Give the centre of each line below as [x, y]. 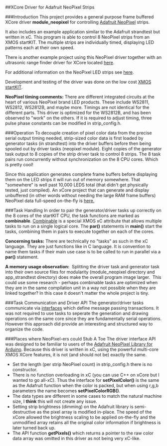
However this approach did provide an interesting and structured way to [79, 324]
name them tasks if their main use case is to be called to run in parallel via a [83, 252]
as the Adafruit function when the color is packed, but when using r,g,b [85, 386]
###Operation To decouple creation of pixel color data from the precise [79, 133]
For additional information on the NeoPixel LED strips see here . [70, 72]
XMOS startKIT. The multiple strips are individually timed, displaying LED [80, 42]
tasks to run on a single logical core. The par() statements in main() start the [84, 226]
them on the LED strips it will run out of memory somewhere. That [73, 179]
